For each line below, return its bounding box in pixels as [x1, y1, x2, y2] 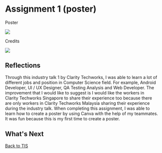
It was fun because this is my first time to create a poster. [5, 115, 120, 121]
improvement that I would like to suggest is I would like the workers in [5, 90, 144, 96]
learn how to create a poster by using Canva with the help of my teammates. [5, 111, 158, 116]
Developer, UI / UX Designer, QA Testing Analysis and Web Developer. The [5, 84, 154, 91]
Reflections [5, 61, 41, 70]
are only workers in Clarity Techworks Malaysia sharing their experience [5, 100, 150, 106]
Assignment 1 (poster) [5, 3, 97, 15]
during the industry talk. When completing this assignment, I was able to [5, 105, 150, 111]
